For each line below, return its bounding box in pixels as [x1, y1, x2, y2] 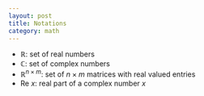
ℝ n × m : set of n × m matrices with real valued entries [19, 68, 196, 79]
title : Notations [8, 19, 67, 27]
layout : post [8, 11, 53, 20]
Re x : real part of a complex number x [19, 78, 147, 89]
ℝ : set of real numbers [19, 49, 96, 59]
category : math [8, 27, 60, 35]
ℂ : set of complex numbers [19, 59, 111, 69]
